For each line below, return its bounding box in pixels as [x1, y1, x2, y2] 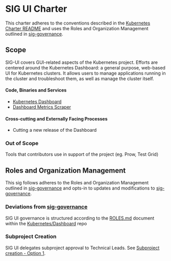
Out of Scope [5, 140, 39, 147]
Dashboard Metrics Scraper [12, 104, 71, 110]
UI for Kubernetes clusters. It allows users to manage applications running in [5, 70, 166, 76]
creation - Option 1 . [5, 250, 46, 256]
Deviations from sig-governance [5, 203, 88, 210]
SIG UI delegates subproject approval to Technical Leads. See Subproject [5, 245, 160, 251]
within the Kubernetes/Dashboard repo [5, 220, 87, 226]
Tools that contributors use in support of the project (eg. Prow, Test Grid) [5, 151, 159, 157]
